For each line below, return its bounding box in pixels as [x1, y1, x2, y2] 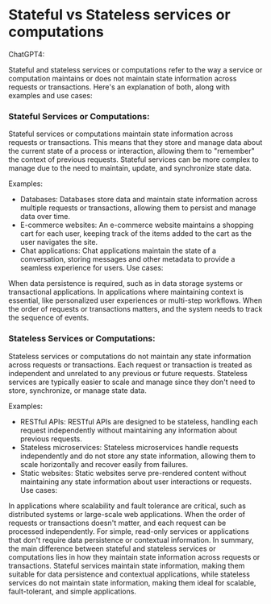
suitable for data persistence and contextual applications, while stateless [8, 569, 250, 579]
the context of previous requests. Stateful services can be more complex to [8, 155, 260, 164]
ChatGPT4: [8, 49, 45, 59]
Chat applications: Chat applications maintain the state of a [19, 246, 216, 255]
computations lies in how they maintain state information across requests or [8, 552, 261, 561]
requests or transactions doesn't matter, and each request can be [8, 518, 227, 527]
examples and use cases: [8, 90, 93, 100]
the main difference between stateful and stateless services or [8, 544, 216, 553]
